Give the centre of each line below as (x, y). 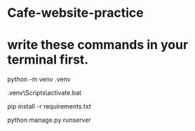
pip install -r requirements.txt (49, 106)
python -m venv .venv (39, 79)
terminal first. (48, 60)
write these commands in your (98, 45)
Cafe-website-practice (75, 13)
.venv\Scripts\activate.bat (45, 93)
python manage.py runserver (49, 120)
